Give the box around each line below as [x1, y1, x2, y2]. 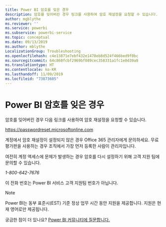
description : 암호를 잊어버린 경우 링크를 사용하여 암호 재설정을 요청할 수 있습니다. [5, 12, 158, 17]
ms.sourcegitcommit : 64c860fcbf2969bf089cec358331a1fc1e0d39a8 [5, 58, 139, 63]
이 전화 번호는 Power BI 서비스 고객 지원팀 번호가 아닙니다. [5, 179, 118, 186]
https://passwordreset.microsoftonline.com [5, 126, 94, 132]
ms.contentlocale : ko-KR [5, 67, 56, 72]
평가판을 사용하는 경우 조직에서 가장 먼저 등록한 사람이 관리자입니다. [5, 143, 136, 149]
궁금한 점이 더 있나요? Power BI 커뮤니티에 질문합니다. [5, 217, 111, 223]
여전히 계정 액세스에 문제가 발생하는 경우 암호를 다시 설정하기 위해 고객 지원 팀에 [5, 153, 160, 159]
